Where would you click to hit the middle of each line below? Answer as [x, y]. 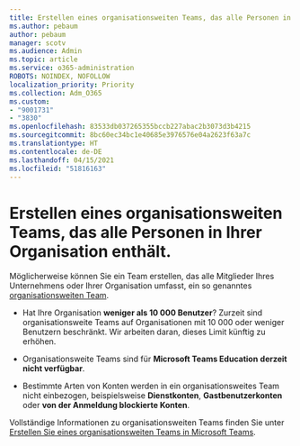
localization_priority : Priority [72, 85]
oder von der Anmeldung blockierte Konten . [106, 405]
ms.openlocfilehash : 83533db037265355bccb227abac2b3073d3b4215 [130, 127]
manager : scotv [38, 43]
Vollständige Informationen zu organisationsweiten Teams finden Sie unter [147, 423]
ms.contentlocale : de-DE [56, 151]
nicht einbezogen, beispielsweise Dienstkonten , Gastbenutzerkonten [152, 396]
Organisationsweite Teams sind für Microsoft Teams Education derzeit [154, 359]
